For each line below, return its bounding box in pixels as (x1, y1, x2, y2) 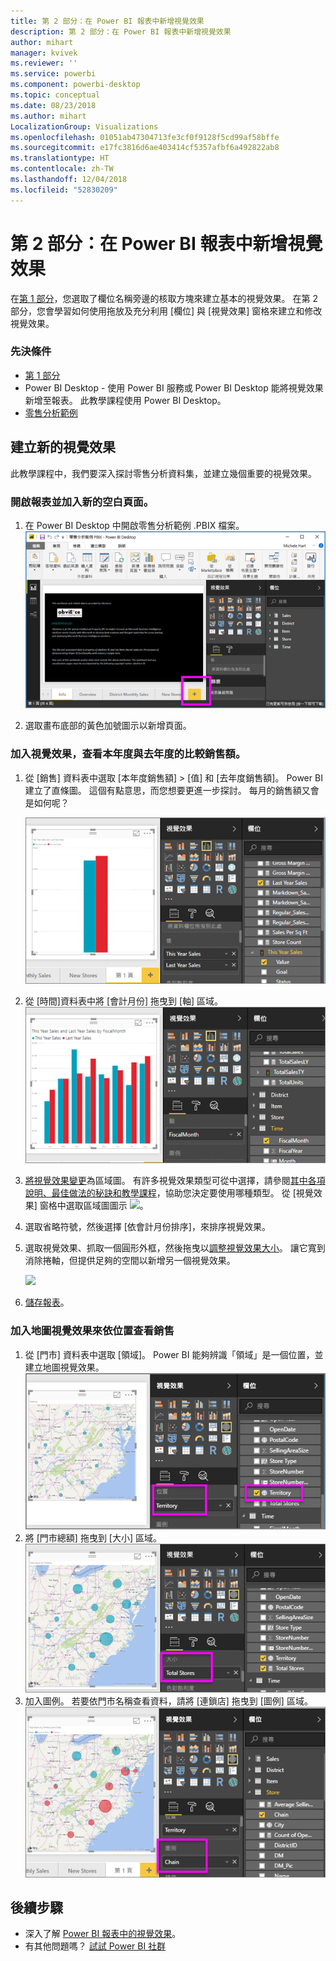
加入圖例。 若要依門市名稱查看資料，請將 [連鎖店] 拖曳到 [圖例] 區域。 (24, 1695, 313, 1707)
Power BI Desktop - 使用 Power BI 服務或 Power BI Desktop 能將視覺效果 (24, 381, 324, 394)
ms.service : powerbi (10, 69, 97, 79)
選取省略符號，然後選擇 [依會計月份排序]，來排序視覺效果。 (24, 1221, 271, 1233)
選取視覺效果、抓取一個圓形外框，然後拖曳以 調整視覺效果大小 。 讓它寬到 (24, 1242, 326, 1254)
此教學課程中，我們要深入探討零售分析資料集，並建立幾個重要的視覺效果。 (10, 467, 317, 479)
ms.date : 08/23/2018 (10, 100, 97, 110)
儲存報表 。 (24, 1296, 70, 1309)
